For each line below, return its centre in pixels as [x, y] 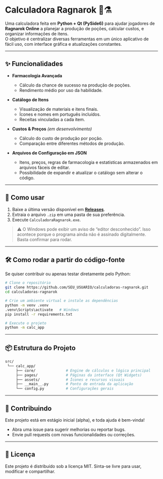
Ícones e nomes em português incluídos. [60, 114]
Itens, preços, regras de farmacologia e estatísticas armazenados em [89, 162]
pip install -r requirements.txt [39, 314]
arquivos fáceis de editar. [45, 167]
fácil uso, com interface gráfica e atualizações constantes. [64, 44]
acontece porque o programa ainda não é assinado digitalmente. [81, 234]
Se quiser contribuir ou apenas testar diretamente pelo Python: [68, 274]
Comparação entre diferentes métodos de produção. [72, 143]
